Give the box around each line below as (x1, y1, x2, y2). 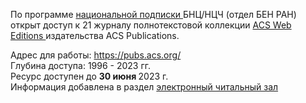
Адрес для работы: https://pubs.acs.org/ (10, 49, 182, 61)
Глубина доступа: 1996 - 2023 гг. (10, 60, 152, 71)
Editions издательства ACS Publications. (10, 30, 180, 41)
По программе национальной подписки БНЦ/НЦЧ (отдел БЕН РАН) (10, 9, 297, 20)
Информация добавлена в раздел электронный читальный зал (10, 81, 279, 93)
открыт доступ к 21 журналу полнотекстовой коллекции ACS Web (10, 19, 292, 31)
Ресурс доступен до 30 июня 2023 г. (10, 70, 169, 82)
